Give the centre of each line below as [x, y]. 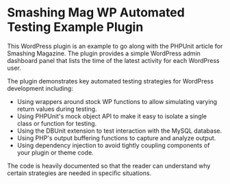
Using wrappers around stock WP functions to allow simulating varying [117, 101]
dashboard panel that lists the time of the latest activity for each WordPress [114, 60]
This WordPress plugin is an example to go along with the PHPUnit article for [115, 46]
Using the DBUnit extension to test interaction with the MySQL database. [119, 131]
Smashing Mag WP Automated [96, 13]
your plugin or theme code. [55, 153]
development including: [40, 88]
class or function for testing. [57, 123]
